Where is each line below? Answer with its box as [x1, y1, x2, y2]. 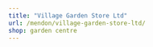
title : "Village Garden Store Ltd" [8, 11, 128, 20]
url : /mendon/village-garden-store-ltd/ [8, 19, 147, 27]
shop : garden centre [8, 26, 78, 34]
